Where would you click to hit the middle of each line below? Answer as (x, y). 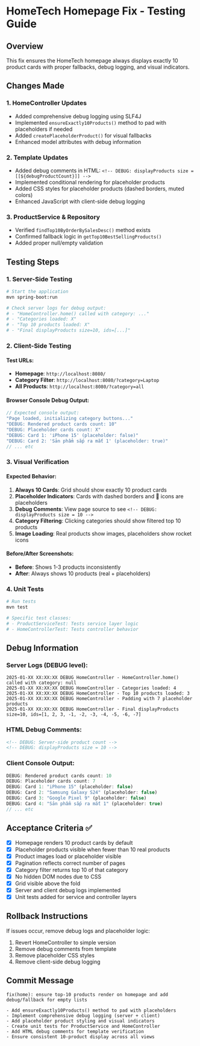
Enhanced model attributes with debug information (78, 142)
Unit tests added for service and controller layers (76, 897)
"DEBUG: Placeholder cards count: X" (54, 430)
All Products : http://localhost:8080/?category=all (80, 386)
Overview (25, 46)
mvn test (17, 607)
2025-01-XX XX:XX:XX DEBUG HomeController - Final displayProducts (93, 709)
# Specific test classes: (39, 618)
